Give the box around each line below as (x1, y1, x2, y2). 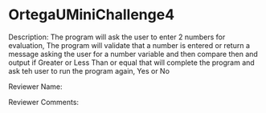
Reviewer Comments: (8, 97, 79, 107)
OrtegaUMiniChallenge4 (8, 6, 175, 24)
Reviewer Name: (8, 82, 63, 91)
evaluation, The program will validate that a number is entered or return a (8, 40, 251, 50)
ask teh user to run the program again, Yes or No (8, 66, 170, 75)
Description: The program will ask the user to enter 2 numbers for (8, 32, 226, 42)
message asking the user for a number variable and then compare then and (8, 49, 259, 59)
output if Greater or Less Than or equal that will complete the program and (8, 58, 255, 67)
